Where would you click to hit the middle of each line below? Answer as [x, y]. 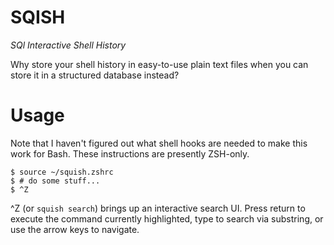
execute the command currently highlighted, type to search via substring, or [167, 218]
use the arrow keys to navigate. [75, 229]
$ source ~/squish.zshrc [62, 172]
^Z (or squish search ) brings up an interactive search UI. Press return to [158, 208]
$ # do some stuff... [55, 181]
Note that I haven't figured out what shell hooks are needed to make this [159, 143]
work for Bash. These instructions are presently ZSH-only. [130, 153]
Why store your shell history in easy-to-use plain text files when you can [159, 64]
